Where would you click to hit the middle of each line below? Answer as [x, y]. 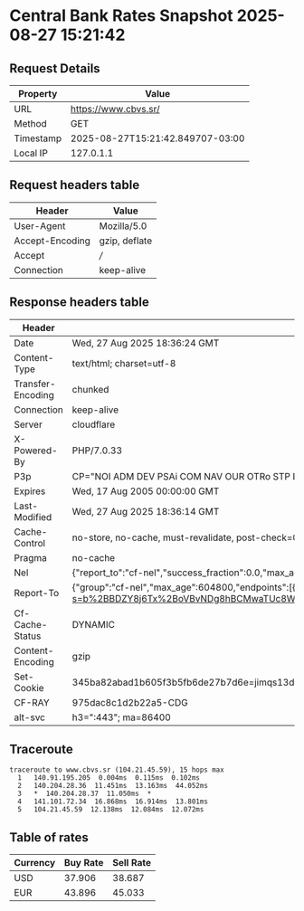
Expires [30, 491]
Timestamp [38, 138]
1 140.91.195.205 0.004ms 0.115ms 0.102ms [109, 778]
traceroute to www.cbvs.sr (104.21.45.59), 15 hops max [117, 770]
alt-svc [29, 717]
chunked [90, 389]
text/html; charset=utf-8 [124, 363]
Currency [35, 863]
